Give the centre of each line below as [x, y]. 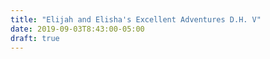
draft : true [35, 38]
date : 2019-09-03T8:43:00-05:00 [77, 29]
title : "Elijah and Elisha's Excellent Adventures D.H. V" [136, 19]
